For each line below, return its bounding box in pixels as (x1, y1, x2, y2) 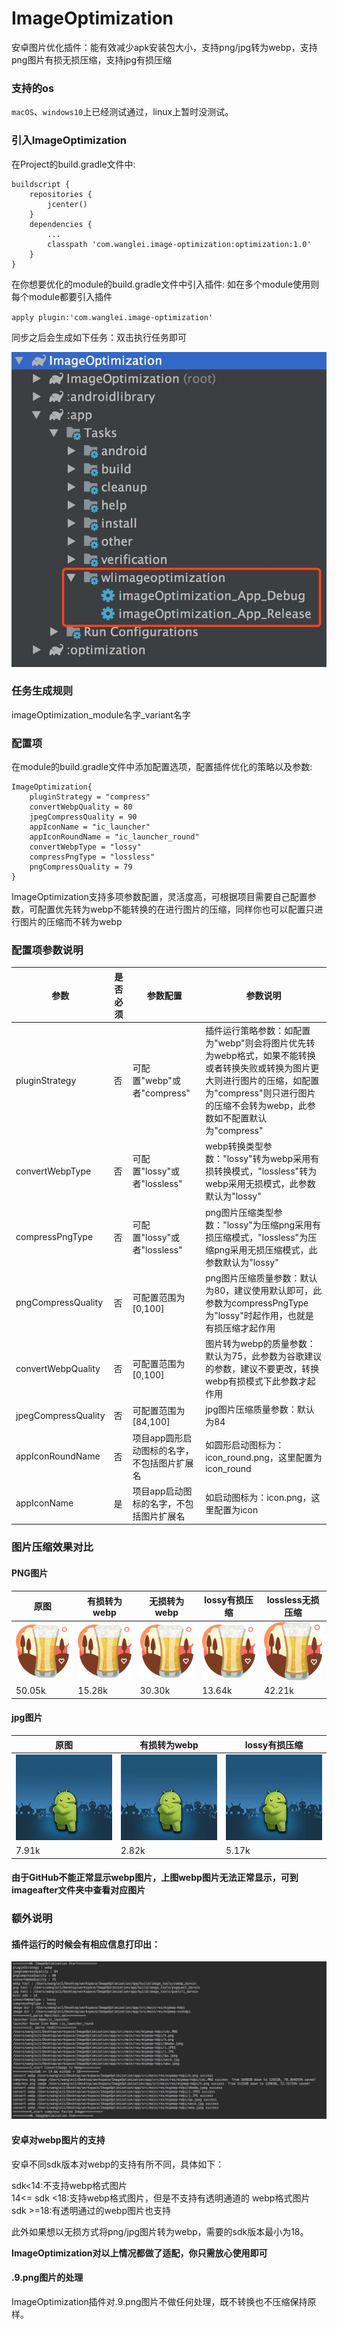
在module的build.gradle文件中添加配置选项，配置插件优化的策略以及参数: (11, 761, 313, 773)
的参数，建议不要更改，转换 (205, 1363, 320, 1375)
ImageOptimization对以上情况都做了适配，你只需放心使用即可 (11, 2247, 268, 2259)
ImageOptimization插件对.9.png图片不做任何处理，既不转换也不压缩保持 (11, 2295, 308, 2307)
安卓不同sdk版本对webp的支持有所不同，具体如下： (11, 2158, 225, 2170)
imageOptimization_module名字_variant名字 (11, 708, 191, 721)
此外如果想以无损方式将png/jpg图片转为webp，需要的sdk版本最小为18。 (11, 2225, 309, 2237)
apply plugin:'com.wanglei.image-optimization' (11, 312, 214, 322)
